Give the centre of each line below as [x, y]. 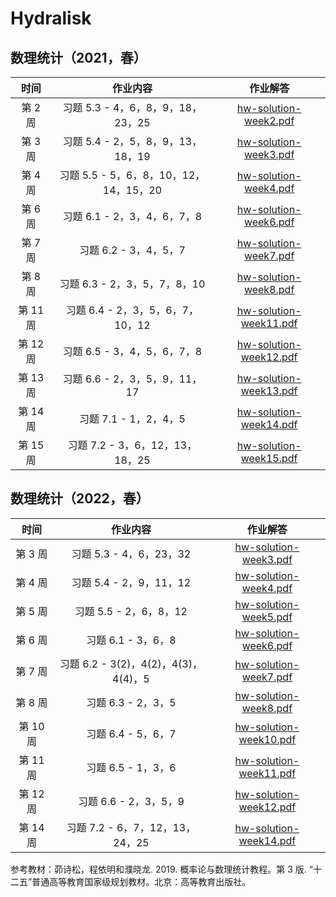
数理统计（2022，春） [80, 498]
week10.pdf [267, 739]
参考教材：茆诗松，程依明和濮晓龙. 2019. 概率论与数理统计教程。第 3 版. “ [161, 869]
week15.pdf [269, 458]
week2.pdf [269, 120]
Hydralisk [51, 18]
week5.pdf [267, 617]
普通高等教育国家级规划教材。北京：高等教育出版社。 [141, 881]
